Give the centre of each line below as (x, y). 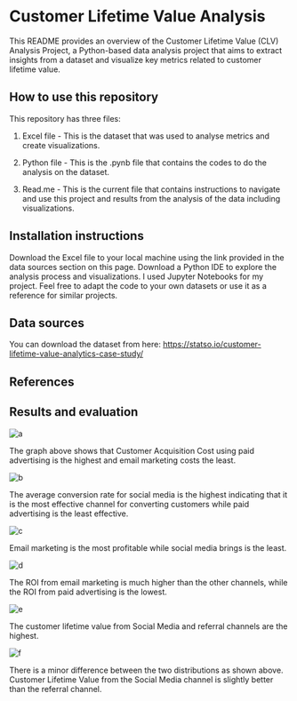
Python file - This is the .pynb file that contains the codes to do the (144, 163)
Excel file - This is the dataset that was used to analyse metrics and (145, 136)
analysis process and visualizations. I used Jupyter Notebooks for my (136, 276)
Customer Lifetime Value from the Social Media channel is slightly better (141, 679)
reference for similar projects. (64, 295)
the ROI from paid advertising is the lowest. (88, 592)
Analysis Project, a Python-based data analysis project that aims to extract (146, 50)
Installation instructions (76, 236)
